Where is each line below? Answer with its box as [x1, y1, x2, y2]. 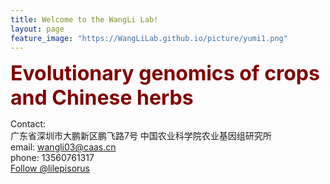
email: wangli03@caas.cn [10, 141, 117, 153]
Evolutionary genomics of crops [10, 61, 320, 86]
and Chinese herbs [10, 85, 194, 111]
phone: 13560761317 [10, 152, 95, 164]
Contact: [10, 118, 47, 130]
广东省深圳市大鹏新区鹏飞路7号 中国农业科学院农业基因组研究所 [10, 130, 272, 142]
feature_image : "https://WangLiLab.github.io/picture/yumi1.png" [10, 33, 288, 43]
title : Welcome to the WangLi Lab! [10, 14, 159, 25]
